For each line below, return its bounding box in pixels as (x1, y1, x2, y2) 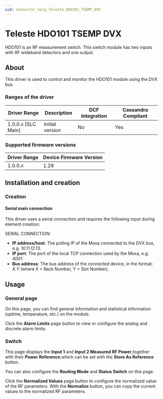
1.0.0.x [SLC (7, 120, 36, 127)
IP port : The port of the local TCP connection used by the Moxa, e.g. (12, 250, 149, 256)
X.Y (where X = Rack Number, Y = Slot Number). (12, 266, 109, 272)
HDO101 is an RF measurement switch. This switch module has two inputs (5, 44, 152, 50)
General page (5, 295, 38, 302)
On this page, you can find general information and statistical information (5, 306, 151, 312)
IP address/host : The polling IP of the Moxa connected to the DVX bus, (12, 240, 155, 246)
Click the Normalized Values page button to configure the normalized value (5, 378, 157, 384)
